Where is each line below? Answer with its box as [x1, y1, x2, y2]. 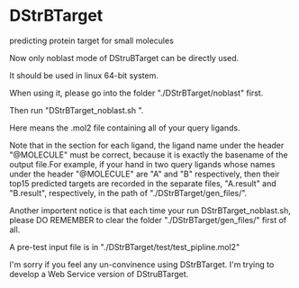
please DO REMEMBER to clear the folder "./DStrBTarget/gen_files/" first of [9, 214, 287, 225]
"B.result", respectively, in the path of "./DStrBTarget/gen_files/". [9, 187, 248, 198]
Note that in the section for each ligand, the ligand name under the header [9, 139, 285, 150]
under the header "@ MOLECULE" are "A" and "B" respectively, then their [9, 168, 280, 179]
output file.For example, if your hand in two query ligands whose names [9, 158, 276, 169]
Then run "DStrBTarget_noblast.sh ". [9, 104, 144, 115]
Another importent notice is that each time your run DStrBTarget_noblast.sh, [9, 204, 291, 216]
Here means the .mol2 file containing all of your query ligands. [9, 122, 240, 133]
